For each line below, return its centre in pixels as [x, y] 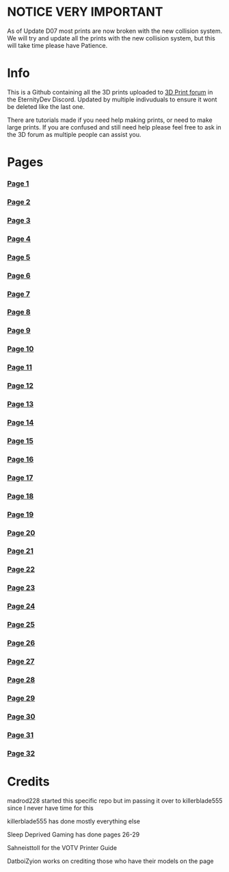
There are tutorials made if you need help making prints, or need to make [110, 120]
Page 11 [19, 367]
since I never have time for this [50, 808]
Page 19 [21, 514]
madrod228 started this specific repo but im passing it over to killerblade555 [115, 800]
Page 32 [21, 753]
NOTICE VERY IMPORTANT [85, 12]
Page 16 [21, 459]
